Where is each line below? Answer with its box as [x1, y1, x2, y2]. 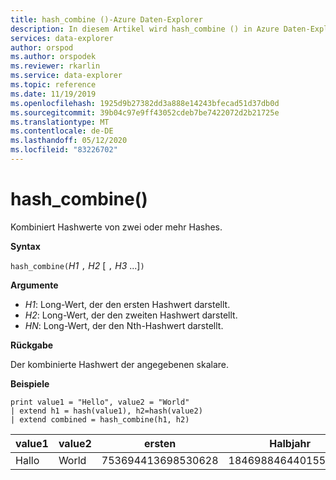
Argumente [10, 279, 59, 291]
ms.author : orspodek [10, 52, 97, 62]
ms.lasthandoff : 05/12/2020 [10, 136, 128, 146]
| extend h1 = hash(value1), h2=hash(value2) [10, 406, 203, 416]
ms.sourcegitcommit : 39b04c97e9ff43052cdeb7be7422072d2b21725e [10, 107, 280, 118]
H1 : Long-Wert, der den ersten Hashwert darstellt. [24, 298, 231, 310]
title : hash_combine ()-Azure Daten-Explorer [10, 14, 203, 25]
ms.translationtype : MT [10, 117, 110, 127]
